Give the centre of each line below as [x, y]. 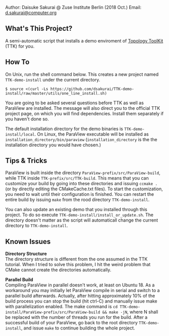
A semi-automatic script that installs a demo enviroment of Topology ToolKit [84, 40]
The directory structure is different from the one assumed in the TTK [76, 259]
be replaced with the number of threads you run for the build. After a [76, 317]
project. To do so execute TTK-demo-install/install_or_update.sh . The [79, 215]
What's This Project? [39, 29]
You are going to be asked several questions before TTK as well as [74, 103]
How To [17, 62]
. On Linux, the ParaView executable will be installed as [92, 134]
